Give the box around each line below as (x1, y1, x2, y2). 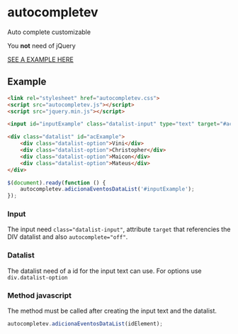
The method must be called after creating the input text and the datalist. (7, 306, 217, 316)
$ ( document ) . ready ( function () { (7, 179, 106, 187)
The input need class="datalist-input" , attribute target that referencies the (7, 225, 231, 234)
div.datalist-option (7, 274, 69, 281)
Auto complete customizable (7, 28, 91, 36)
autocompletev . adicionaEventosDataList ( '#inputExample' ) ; (20, 186, 195, 193)
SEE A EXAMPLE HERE (7, 55, 74, 64)
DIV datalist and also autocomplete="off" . (7, 233, 128, 241)
